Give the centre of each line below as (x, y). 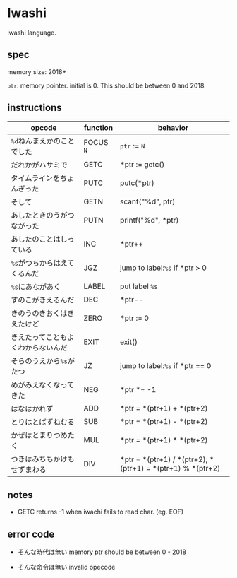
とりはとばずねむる (43, 422)
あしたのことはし (39, 239)
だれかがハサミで (39, 165)
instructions (35, 108)
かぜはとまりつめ (39, 435)
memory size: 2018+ (37, 71)
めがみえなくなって (43, 384)
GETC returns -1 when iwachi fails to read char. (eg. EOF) (101, 512)
